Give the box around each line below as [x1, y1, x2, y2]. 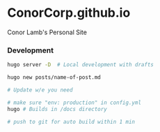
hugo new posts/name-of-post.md [7, 74, 101, 81]
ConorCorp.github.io [7, 5, 131, 21]
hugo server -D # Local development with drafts [7, 61, 154, 68]
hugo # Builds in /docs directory [7, 105, 108, 112]
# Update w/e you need [7, 86, 73, 94]
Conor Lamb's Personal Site [7, 28, 87, 36]
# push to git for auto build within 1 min [7, 118, 136, 125]
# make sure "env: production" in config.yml [7, 99, 141, 106]
